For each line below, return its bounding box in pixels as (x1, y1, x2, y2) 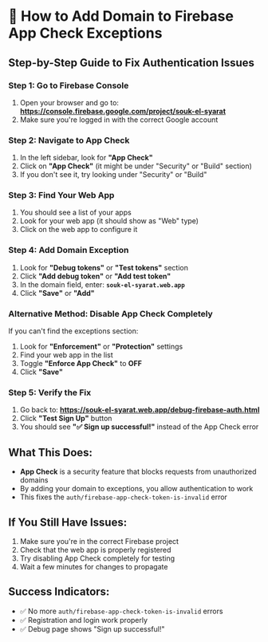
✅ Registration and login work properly (19, 615, 148, 624)
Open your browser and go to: (19, 97, 120, 107)
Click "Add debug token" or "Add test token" (19, 271, 171, 281)
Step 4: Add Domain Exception (8, 245, 129, 256)
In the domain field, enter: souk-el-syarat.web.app (19, 279, 185, 289)
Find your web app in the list (19, 350, 113, 360)
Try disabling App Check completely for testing (19, 553, 175, 563)
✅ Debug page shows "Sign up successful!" (19, 624, 165, 633)
